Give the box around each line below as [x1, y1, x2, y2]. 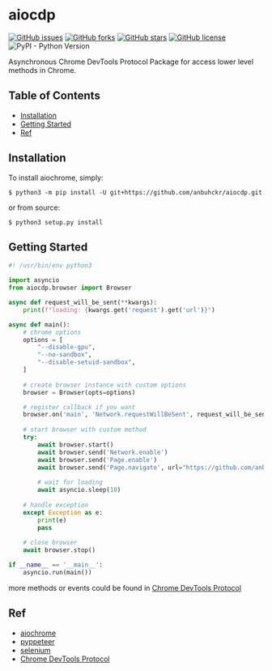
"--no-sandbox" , [37, 351, 92, 359]
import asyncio [8, 276, 60, 284]
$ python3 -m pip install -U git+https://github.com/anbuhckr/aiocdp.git [8, 188, 263, 196]
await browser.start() [37, 440, 114, 449]
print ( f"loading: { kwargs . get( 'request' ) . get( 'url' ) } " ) [23, 306, 216, 314]
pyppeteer [19, 636, 55, 646]
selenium [19, 645, 51, 655]
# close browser [23, 539, 79, 547]
